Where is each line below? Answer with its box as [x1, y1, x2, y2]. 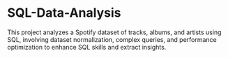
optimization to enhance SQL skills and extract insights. [7, 43, 167, 51]
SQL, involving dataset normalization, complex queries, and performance [7, 35, 218, 43]
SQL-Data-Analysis [7, 5, 121, 21]
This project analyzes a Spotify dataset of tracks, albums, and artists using [7, 28, 222, 36]
